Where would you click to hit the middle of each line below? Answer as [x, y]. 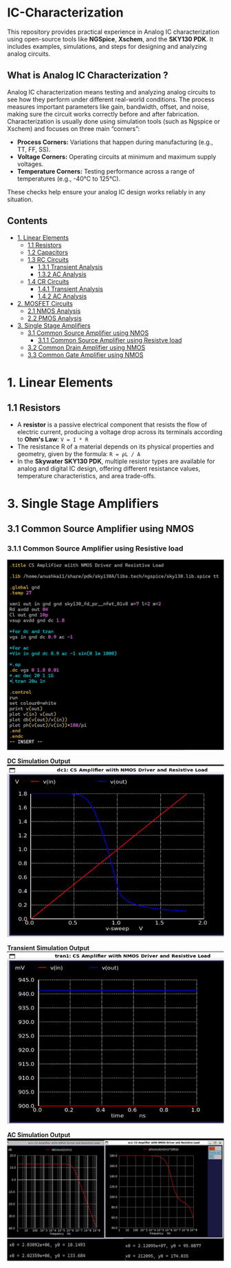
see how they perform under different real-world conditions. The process [111, 99]
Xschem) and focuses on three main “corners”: [74, 128]
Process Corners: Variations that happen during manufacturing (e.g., [115, 142]
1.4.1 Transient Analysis [70, 289]
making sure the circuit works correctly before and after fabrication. [103, 114]
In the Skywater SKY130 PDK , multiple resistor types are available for [116, 461]
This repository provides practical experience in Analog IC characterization [113, 32]
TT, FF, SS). [34, 149]
